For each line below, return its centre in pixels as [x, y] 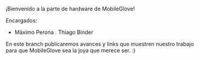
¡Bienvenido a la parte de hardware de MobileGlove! [70, 9]
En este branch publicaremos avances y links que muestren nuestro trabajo [100, 44]
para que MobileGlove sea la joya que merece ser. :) [71, 50]
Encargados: [22, 20]
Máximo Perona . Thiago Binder [54, 32]
